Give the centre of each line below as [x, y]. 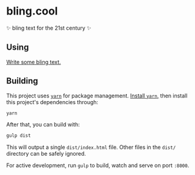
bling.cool [32, 11]
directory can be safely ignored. [46, 154]
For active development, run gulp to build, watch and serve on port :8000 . [98, 165]
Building [22, 81]
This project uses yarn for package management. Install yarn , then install [97, 96]
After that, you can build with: [43, 125]
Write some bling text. [34, 62]
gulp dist [19, 136]
